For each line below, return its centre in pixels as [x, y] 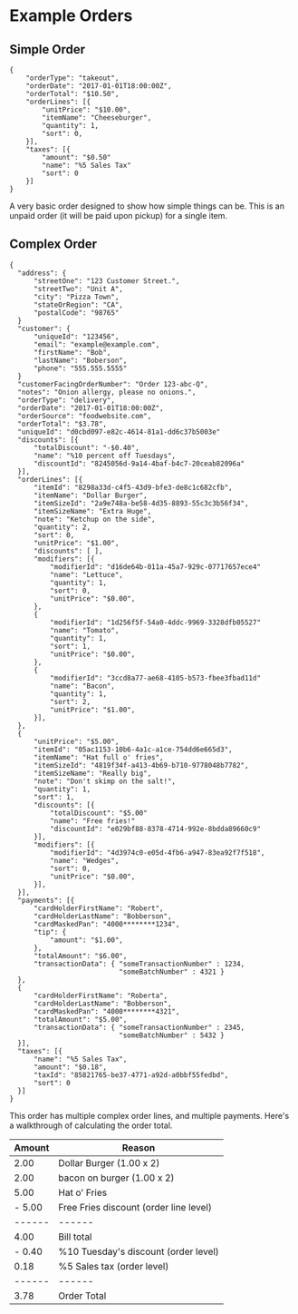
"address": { [42, 273]
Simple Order [48, 49]
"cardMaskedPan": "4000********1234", [106, 924]
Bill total [75, 1237]
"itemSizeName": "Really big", [92, 773]
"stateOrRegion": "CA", [78, 305]
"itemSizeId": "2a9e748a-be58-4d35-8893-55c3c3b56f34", [141, 503]
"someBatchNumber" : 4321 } [172, 972]
